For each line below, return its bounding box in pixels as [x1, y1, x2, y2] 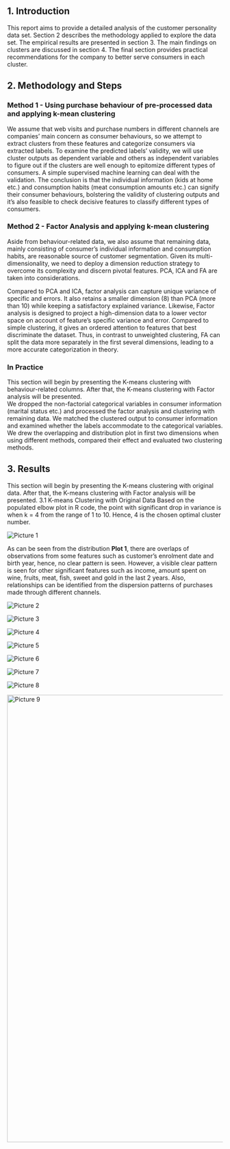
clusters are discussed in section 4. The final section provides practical [7, 45, 208, 53]
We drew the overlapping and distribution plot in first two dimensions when [7, 429, 219, 437]
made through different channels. [7, 588, 101, 596]
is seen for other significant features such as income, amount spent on [7, 566, 207, 574]
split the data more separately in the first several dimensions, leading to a [7, 338, 214, 346]
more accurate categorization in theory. [7, 345, 118, 354]
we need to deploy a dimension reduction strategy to [51, 259, 201, 267]
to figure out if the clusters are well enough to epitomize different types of [7, 161, 216, 169]
